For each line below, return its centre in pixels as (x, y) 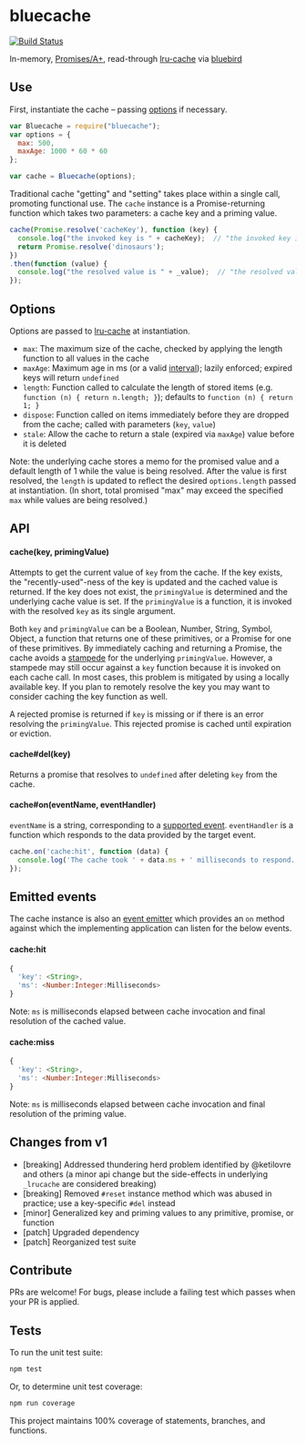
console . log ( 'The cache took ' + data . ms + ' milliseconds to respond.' (158, 860)
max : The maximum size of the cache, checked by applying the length (153, 348)
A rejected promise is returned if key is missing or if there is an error (137, 714)
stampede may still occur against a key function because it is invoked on (145, 667)
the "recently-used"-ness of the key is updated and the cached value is (143, 582)
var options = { (40, 134)
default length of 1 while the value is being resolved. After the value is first (148, 471)
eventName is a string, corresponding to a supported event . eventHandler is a (152, 824)
